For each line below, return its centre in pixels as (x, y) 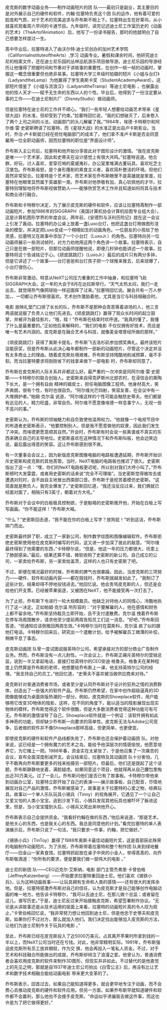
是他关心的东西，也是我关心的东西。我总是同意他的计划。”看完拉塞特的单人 (81, 824)
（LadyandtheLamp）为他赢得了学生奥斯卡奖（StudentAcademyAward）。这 (83, 80)
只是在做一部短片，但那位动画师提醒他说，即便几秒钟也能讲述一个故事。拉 (85, 248)
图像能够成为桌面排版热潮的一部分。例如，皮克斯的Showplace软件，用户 (80, 697)
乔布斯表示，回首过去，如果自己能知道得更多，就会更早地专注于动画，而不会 (83, 984)
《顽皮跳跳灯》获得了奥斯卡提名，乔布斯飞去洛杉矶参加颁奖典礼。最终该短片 (83, 342)
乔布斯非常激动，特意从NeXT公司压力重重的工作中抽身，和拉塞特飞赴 (76, 278)
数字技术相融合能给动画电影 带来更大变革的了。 (62, 973)
